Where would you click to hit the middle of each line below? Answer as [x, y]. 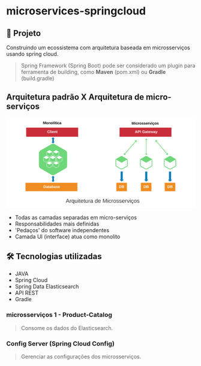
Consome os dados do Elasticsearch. [67, 328]
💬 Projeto [23, 33]
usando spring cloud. [32, 54]
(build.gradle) [37, 78]
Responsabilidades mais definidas [57, 224]
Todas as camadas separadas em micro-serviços [76, 218]
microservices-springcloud [76, 11]
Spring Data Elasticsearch [47, 287]
